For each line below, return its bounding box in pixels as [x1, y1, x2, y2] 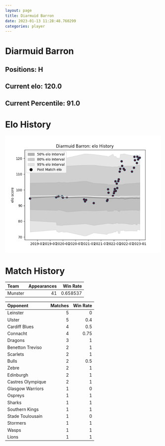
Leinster [7, 310, 24, 316]
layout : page [5, 8, 32, 13]
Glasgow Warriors [7, 386, 44, 391]
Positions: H [5, 65, 43, 74]
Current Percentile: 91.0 [5, 99, 81, 108]
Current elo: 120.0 [5, 82, 62, 91]
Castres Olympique [7, 379, 46, 385]
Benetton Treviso [7, 344, 42, 350]
